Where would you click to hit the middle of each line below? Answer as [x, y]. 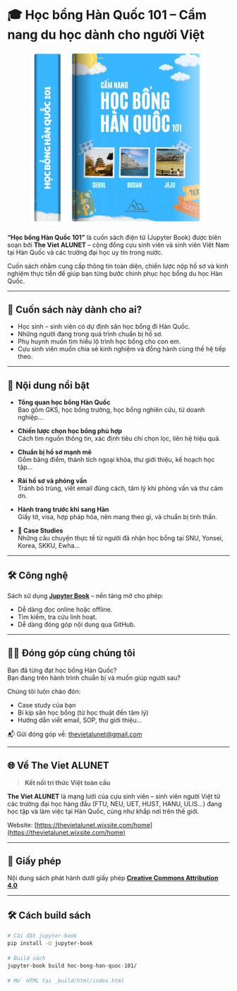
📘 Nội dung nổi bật [48, 385]
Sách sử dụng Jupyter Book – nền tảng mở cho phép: [85, 596]
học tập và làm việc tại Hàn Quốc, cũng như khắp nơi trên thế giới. [103, 811]
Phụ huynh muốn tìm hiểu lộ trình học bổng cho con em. [99, 341]
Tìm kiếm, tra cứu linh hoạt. [57, 617]
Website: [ [22, 825]
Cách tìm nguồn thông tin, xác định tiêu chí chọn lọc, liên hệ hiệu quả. [119, 439]
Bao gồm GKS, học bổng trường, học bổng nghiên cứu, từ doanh [111, 410]
